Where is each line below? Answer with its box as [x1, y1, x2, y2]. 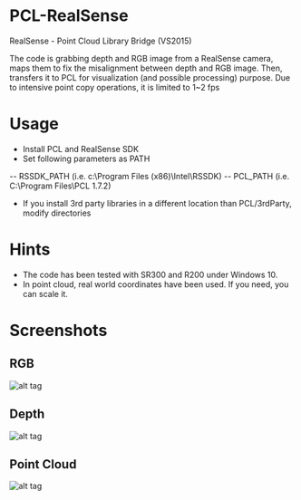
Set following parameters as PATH [22, 153, 150, 164]
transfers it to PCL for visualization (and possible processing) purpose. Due [9, 72, 291, 82]
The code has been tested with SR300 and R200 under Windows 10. [22, 269, 278, 280]
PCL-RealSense [9, 5, 129, 26]
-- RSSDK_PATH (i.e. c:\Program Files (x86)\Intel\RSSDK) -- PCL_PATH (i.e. [9, 170, 290, 181]
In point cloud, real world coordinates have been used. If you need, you [22, 278, 289, 290]
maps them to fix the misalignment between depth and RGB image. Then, [9, 62, 283, 73]
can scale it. [22, 288, 68, 299]
